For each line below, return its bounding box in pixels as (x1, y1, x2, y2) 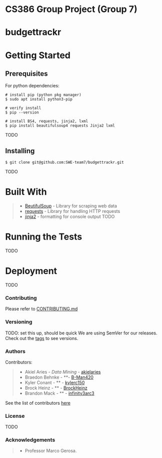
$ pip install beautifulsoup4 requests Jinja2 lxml (5, 123, 115, 129)
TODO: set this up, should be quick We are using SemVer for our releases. (5, 330, 157, 336)
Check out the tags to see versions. (5, 335, 78, 341)
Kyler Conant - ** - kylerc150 (24, 379, 85, 385)
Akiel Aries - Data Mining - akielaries (24, 369, 101, 375)
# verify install (5, 105, 41, 111)
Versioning (5, 318, 32, 325)
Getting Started (5, 49, 71, 61)
